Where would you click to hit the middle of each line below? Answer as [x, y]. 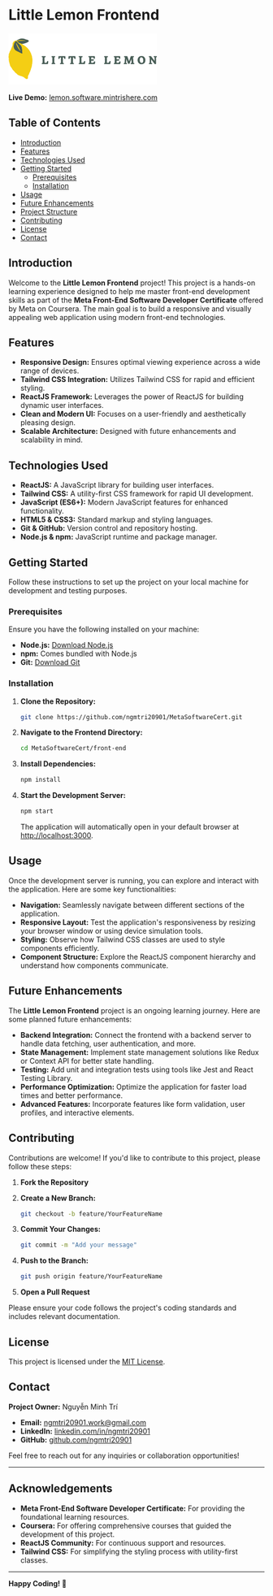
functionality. [42, 511]
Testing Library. [46, 1078]
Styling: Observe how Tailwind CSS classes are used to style [123, 939]
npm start [37, 811]
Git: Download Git [50, 662]
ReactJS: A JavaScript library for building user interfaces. [117, 485]
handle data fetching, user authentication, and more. [108, 1043]
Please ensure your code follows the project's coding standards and [123, 1308]
